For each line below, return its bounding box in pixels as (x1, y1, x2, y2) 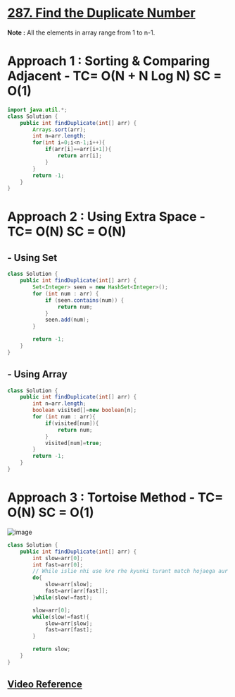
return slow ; (32, 646, 71, 653)
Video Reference (7, 679, 82, 691)
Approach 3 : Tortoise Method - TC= (7, 490, 224, 506)
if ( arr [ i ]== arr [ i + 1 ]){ (44, 146, 112, 153)
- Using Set (7, 252, 58, 264)
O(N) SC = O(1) (7, 504, 94, 521)
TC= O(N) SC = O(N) (7, 224, 127, 240)
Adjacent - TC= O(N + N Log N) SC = (7, 68, 222, 84)
